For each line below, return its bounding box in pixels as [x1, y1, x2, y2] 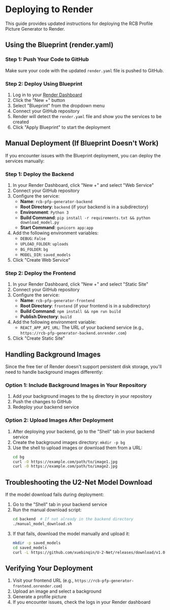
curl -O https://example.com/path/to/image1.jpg [12, 459, 118, 464]
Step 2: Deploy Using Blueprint [5, 80, 83, 87]
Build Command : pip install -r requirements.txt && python [20, 215, 151, 221]
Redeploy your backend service [12, 404, 80, 410]
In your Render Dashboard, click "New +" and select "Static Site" [12, 281, 149, 287]
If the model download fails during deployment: [5, 491, 104, 497]
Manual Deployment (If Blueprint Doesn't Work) [5, 139, 159, 148]
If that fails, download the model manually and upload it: [12, 531, 130, 537]
